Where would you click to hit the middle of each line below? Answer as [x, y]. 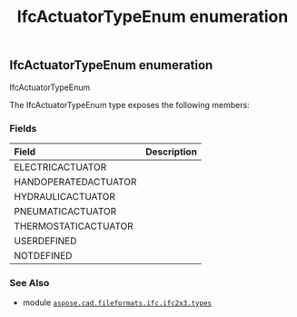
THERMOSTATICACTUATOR [74, 226]
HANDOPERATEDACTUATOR [75, 182]
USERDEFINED [45, 241]
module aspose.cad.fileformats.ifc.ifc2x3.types [117, 302]
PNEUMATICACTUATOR [65, 211]
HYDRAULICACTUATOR [65, 196]
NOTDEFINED [43, 255]
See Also [30, 282]
